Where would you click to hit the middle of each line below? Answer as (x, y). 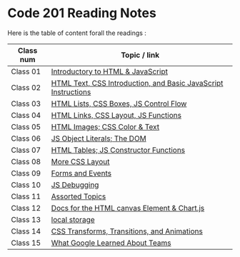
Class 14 (26, 231)
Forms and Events (81, 173)
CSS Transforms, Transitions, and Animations (127, 231)
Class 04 (26, 115)
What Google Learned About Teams (111, 243)
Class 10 (26, 185)
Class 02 (26, 87)
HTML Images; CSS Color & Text (105, 126)
